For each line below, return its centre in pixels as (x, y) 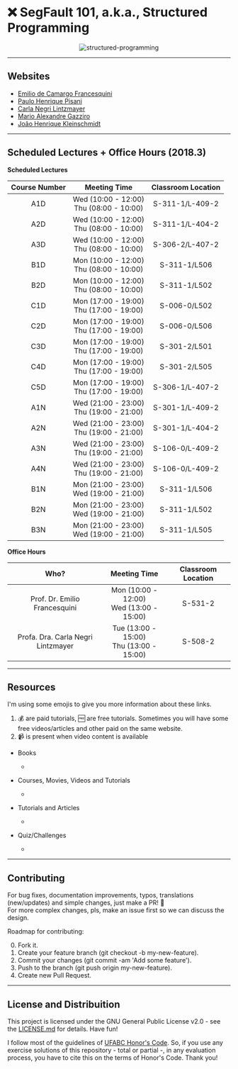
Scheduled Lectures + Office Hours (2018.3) (107, 153)
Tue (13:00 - (135, 628)
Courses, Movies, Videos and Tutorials (74, 780)
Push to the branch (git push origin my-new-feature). (95, 968)
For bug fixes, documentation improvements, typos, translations (101, 895)
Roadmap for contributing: (46, 931)
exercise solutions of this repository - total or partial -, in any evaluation (112, 1050)
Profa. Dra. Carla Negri (55, 637)
